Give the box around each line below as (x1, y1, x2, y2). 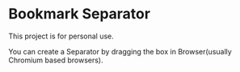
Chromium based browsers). (8, 55, 103, 65)
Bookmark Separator (8, 5, 151, 23)
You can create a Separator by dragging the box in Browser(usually (8, 46, 232, 56)
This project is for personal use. (8, 31, 115, 41)
